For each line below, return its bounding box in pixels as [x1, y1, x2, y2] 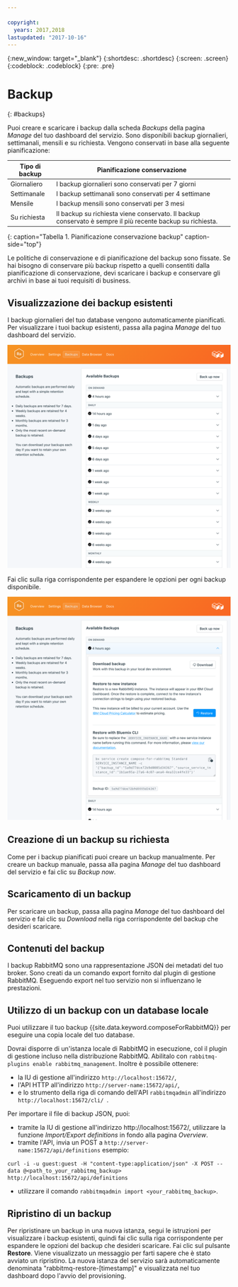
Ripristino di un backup [7, 1208, 112, 1220]
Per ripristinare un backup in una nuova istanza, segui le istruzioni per [7, 1226, 211, 1235]
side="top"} [7, 240, 42, 249]
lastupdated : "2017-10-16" [7, 34, 87, 41]
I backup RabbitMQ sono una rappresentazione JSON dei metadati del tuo [7, 961, 224, 970]
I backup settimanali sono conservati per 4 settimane [56, 190, 211, 198]
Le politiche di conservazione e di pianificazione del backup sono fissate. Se [7, 254, 231, 262]
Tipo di [20, 161, 41, 170]
